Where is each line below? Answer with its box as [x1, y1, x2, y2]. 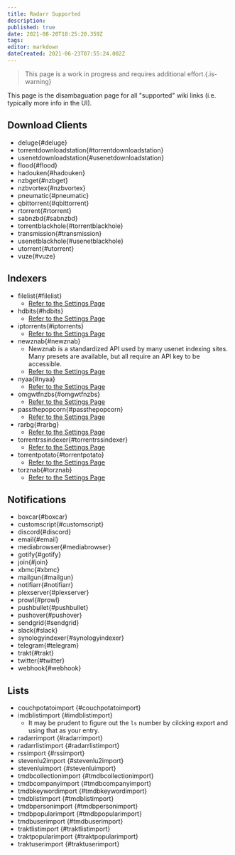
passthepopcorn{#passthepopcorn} [17, 405, 124, 413]
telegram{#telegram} [17, 641, 80, 650]
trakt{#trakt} [17, 649, 55, 658]
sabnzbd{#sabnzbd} [17, 214, 78, 222]
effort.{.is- [187, 69, 218, 78]
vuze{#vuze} [17, 252, 56, 260]
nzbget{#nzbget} [17, 176, 69, 185]
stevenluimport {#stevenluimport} [17, 764, 116, 773]
